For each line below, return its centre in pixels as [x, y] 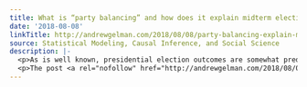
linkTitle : [30, 34]
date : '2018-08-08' [47, 26]
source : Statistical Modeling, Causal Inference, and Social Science [145, 43]
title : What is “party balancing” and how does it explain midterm [141, 18]
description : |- [40, 52]
